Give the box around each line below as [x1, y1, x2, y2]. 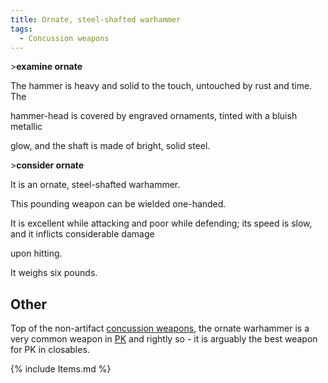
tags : [10, 24, 33, 34]
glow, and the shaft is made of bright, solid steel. [10, 140, 211, 152]
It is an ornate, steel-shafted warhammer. [10, 179, 181, 191]
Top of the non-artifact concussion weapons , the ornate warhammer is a [10, 322, 310, 335]
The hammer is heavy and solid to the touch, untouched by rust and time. [10, 80, 313, 92]
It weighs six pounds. [10, 267, 98, 279]
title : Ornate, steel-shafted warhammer [10, 14, 182, 25]
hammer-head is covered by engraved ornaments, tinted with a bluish [10, 110, 298, 122]
